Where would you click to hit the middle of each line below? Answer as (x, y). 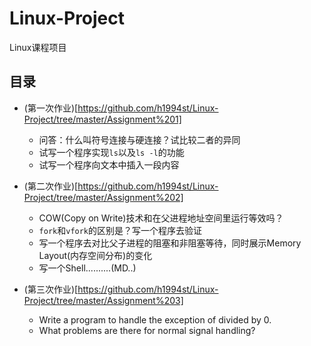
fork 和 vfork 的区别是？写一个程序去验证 (120, 230)
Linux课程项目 (38, 47)
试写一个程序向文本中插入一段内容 (109, 164)
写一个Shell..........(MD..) (87, 268)
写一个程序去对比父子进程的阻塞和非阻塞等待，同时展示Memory (170, 243)
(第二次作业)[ (51, 186)
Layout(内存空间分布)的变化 (95, 255)
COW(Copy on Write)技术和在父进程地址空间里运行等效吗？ (161, 218)
